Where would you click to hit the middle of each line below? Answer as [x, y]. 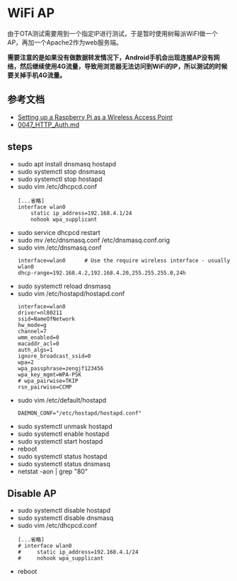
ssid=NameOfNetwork [46, 319]
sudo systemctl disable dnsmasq [65, 518]
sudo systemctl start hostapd [60, 441]
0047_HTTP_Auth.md [48, 125]
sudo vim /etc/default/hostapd [62, 400]
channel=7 [32, 331]
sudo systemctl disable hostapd [64, 510]
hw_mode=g [32, 325]
